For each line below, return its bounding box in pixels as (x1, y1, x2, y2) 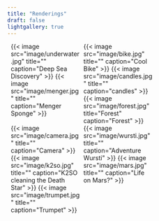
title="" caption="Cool (83, 57, 148, 66)
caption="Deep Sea (10, 64, 68, 73)
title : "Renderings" (7, 10, 68, 17)
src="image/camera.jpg (10, 131, 79, 140)
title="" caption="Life (83, 169, 145, 177)
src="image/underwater (10, 50, 80, 58)
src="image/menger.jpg (10, 87, 79, 95)
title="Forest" (83, 109, 122, 117)
